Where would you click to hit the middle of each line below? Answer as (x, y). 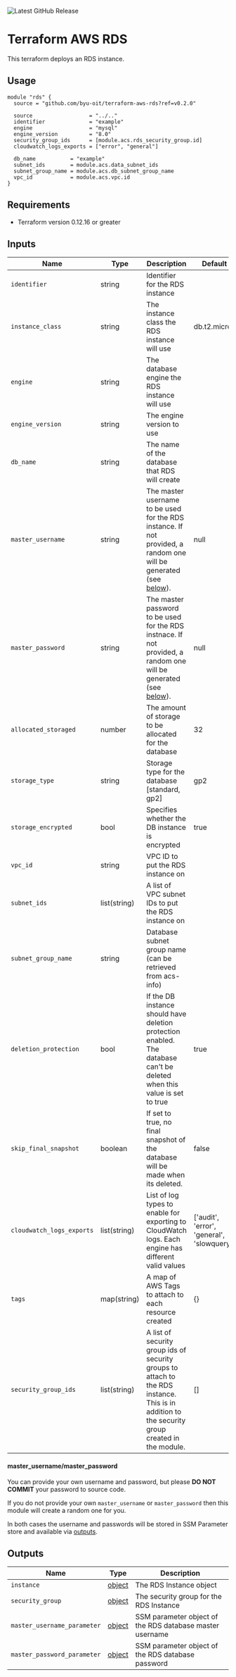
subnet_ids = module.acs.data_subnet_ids (86, 165)
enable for (163, 1213)
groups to (162, 1368)
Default (215, 264)
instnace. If (165, 635)
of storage (163, 717)
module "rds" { (29, 97)
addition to (164, 1412)
